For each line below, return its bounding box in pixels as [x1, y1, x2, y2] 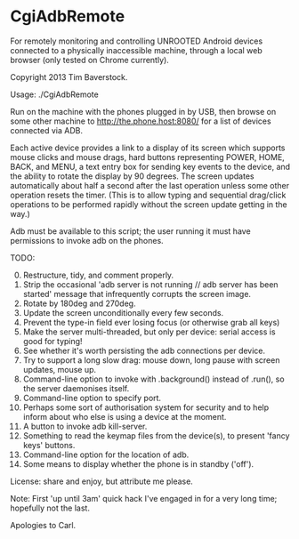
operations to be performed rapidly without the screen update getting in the [10, 198, 287, 210]
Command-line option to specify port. [22, 392, 162, 403]
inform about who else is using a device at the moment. [22, 411, 227, 422]
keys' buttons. [22, 439, 76, 450]
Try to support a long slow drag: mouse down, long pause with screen [22, 354, 280, 366]
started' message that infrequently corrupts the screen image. [22, 288, 252, 299]
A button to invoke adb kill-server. [22, 421, 148, 431]
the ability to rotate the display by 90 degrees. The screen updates [10, 171, 255, 181]
